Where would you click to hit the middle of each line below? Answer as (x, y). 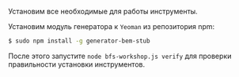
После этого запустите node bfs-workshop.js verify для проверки (120, 56)
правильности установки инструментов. (76, 64)
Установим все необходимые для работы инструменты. (103, 11)
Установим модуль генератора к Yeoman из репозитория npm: (112, 26)
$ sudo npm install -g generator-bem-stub (79, 41)
